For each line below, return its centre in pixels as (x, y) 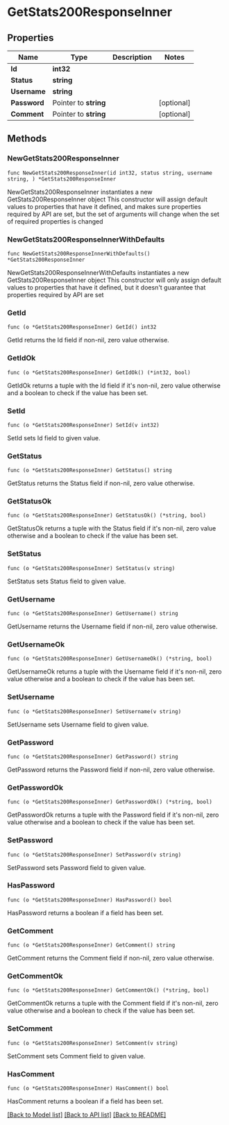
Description (132, 57)
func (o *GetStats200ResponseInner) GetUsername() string (93, 614)
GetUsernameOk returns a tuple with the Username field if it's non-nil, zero (114, 672)
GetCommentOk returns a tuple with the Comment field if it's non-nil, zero (113, 1003)
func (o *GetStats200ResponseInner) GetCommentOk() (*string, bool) (108, 990)
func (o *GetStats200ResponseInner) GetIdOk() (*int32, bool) (99, 372)
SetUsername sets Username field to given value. (78, 724)
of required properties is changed (55, 221)
